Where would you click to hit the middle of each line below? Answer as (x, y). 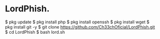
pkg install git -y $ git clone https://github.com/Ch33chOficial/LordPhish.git (80, 27)
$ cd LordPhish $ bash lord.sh (35, 32)
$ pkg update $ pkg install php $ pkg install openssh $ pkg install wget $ (77, 22)
